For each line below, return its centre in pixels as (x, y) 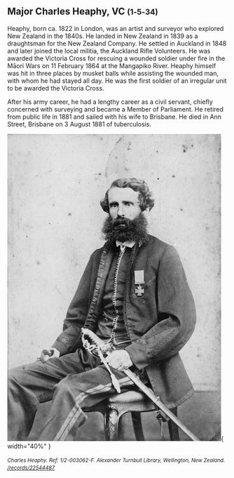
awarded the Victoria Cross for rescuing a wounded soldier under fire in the (116, 58)
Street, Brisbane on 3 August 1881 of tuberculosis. (80, 124)
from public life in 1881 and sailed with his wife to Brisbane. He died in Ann (115, 117)
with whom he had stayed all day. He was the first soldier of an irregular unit (117, 81)
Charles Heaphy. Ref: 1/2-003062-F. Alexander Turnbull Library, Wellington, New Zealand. (116, 460)
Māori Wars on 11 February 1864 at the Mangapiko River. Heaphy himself (112, 65)
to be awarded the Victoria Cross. (56, 88)
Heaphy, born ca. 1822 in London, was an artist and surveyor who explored (116, 28)
